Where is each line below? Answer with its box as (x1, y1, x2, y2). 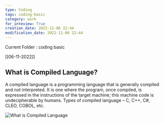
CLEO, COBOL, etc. (5, 103, 45, 109)
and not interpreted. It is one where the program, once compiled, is (5, 87, 142, 93)
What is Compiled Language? (5, 68, 98, 77)
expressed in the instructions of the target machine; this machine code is (5, 92, 154, 98)
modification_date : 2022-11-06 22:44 (5, 30, 83, 35)
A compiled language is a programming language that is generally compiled (5, 81, 160, 87)
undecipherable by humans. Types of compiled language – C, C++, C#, (5, 97, 150, 103)
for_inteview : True (5, 21, 46, 26)
